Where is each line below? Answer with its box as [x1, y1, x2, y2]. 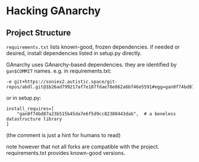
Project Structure [6, 28, 71, 38]
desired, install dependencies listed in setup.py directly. [6, 50, 142, 57]
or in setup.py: [6, 95, 41, 101]
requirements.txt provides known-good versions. [6, 150, 126, 156]
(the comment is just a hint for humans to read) [6, 132, 121, 138]
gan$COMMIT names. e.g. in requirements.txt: [6, 67, 112, 74]
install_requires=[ [6, 106, 54, 112]
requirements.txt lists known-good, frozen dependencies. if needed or [6, 43, 180, 50]
